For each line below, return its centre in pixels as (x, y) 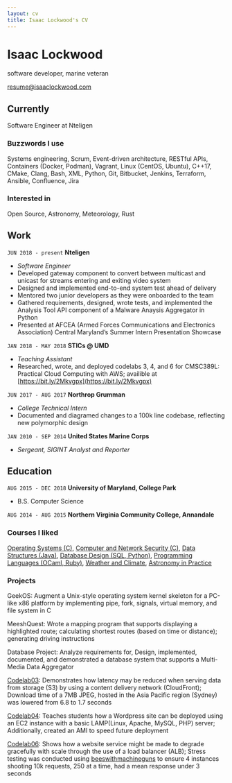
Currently (28, 109)
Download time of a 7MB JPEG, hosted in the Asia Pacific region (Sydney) (113, 695)
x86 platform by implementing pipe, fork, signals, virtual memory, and (117, 603)
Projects (21, 580)
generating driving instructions (51, 639)
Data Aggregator (50, 667)
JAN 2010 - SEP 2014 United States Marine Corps (78, 436)
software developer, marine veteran (58, 74)
